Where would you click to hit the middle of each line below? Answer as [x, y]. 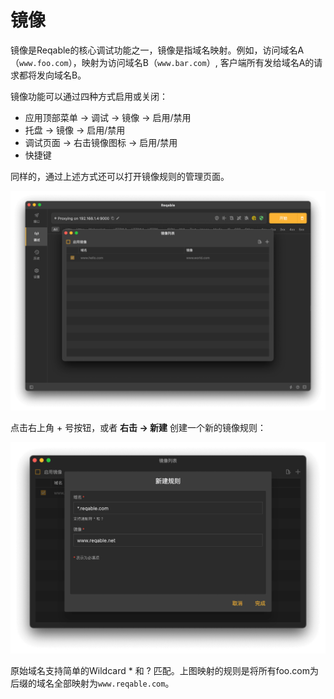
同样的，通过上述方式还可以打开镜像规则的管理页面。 [120, 176]
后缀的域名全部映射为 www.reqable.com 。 [92, 683]
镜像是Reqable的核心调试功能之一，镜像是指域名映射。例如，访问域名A [157, 50]
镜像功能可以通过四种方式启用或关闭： [89, 96]
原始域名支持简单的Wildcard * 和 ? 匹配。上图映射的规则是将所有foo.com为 [164, 671]
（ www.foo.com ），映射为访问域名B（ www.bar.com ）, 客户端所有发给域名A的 [162, 62]
